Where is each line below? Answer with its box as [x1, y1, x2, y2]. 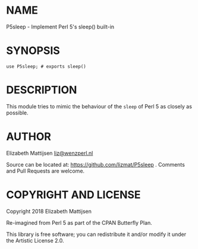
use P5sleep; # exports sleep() [6, 63, 86, 69]
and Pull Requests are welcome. [6, 167, 85, 174]
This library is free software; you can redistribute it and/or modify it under [6, 231, 187, 238]
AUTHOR [6, 130, 52, 143]
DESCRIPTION [6, 84, 77, 97]
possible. [6, 109, 29, 116]
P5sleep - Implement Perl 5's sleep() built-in [6, 23, 115, 30]
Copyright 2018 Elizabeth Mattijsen [6, 207, 92, 215]
